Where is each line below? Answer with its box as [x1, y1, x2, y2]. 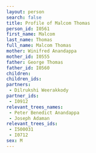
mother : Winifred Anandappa [6, 48, 77, 54]
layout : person [6, 8, 45, 15]
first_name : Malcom [6, 31, 56, 37]
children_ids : [6, 76, 42, 82]
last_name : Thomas [6, 37, 53, 43]
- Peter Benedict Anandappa [8, 110, 80, 116]
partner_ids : [6, 93, 39, 99]
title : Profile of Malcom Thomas [6, 20, 91, 26]
